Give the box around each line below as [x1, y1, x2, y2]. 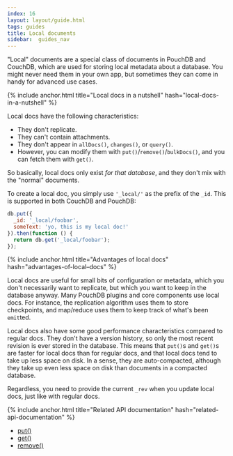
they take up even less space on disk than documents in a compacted [7, 364, 207, 372]
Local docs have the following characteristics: [7, 112, 139, 121]
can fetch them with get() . [17, 155, 94, 164]
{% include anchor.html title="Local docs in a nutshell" [7, 91, 163, 100]
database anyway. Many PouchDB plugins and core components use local [7, 291, 220, 300]
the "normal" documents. [7, 176, 80, 185]
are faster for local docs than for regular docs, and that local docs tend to [7, 349, 218, 358]
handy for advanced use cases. [7, 77, 98, 86]
